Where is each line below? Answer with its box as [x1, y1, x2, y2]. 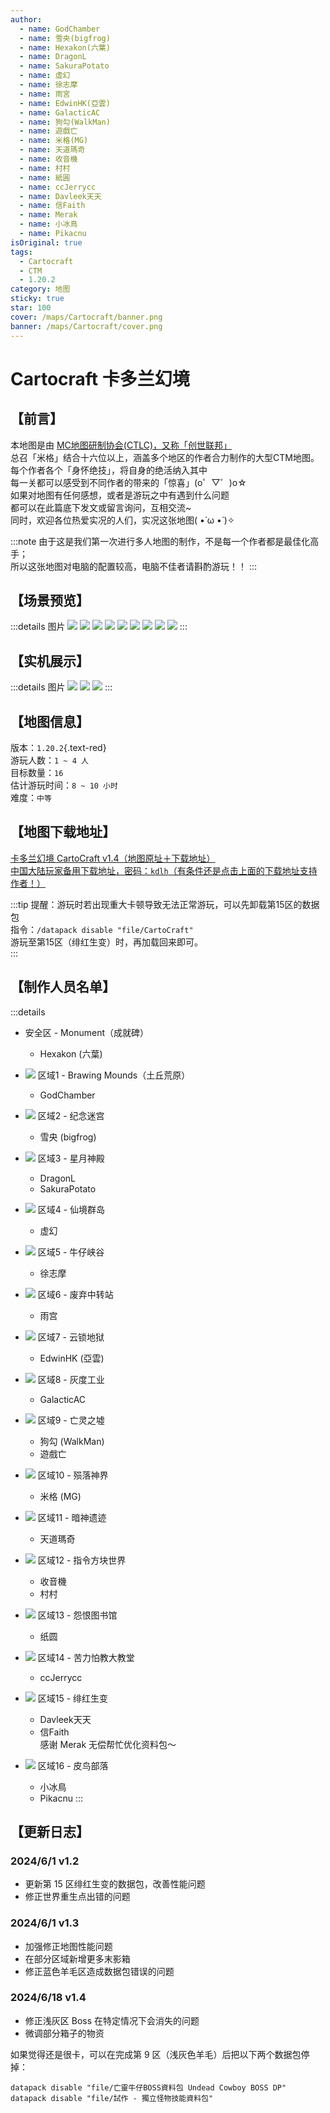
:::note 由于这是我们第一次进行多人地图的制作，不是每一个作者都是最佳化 [10, 535, 311, 547]
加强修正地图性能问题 [24, 1940, 113, 1952]
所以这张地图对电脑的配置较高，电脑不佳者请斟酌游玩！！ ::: [10, 560, 258, 572]
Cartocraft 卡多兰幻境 [10, 367, 190, 390]
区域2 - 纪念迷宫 [37, 1109, 105, 1121]
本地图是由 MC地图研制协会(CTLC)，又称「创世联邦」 [10, 439, 233, 451]
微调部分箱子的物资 [24, 2027, 105, 2039]
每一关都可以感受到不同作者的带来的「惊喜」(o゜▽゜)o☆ [10, 476, 247, 488]
